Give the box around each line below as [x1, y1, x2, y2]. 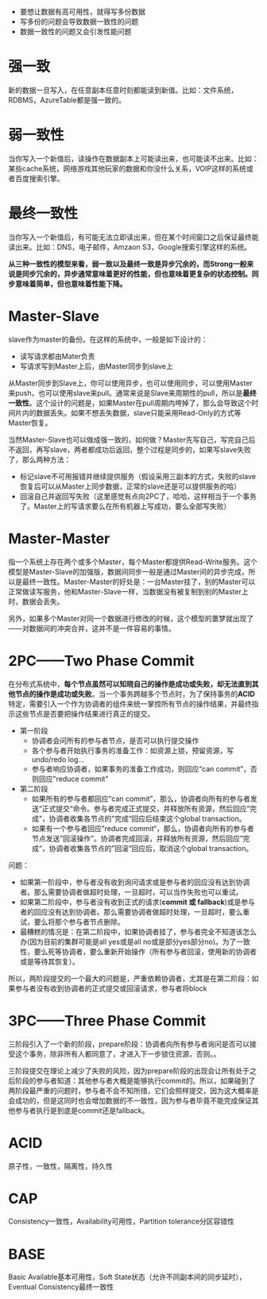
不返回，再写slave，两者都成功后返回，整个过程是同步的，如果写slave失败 [8, 444, 252, 454]
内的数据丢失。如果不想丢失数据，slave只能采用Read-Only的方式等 [21, 408, 242, 417]
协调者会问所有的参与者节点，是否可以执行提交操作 [31, 736, 199, 745]
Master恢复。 [8, 418, 52, 427]
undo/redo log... [31, 754, 85, 764]
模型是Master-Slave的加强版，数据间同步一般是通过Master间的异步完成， [8, 566, 249, 576]
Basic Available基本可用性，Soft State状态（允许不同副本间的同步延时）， [8, 1272, 246, 1282]
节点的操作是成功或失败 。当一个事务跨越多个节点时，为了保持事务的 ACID [14, 689, 256, 698]
